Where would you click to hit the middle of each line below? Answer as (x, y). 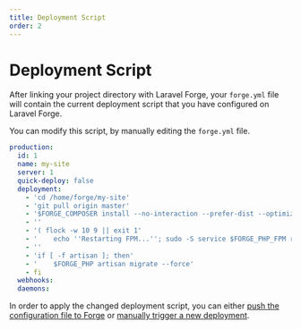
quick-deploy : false (56, 181)
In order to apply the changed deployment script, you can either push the (144, 306)
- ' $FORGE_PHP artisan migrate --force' (110, 264)
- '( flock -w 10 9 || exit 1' (84, 231)
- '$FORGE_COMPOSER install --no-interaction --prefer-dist (140, 214)
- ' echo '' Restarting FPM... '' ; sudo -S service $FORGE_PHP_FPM (156, 239)
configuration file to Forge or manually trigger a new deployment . (129, 316)
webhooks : (35, 281)
